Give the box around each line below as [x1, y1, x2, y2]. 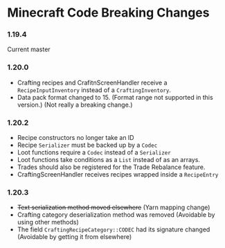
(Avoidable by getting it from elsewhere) [17, 233, 132, 241]
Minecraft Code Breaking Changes [7, 5, 210, 21]
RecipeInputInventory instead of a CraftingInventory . [17, 85, 172, 94]
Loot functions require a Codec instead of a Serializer [17, 148, 171, 157]
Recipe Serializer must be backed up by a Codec [17, 141, 158, 150]
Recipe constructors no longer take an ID [17, 134, 134, 142]
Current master [7, 45, 51, 53]
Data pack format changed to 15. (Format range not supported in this [17, 93, 213, 101]
